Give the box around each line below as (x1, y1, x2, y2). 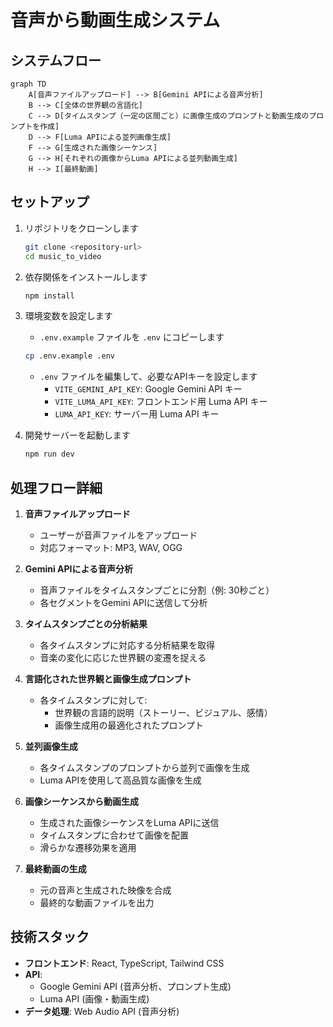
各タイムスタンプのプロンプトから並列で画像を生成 (39, 762, 250, 773)
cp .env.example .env (24, 351, 115, 361)
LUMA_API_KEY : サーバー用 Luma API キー (54, 408, 220, 420)
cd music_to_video (24, 251, 102, 261)
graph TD (10, 79, 47, 89)
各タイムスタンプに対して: (39, 694, 148, 706)
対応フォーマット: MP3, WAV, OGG (39, 542, 183, 553)
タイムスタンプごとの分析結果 (24, 618, 148, 630)
